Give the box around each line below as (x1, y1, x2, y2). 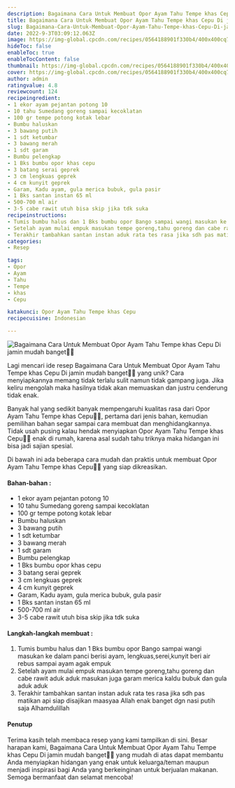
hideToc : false (7, 43, 52, 50)
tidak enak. (7, 391, 40, 399)
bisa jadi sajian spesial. (7, 442, 73, 450)
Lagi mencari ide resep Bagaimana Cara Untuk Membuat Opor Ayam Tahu (7, 361, 220, 369)
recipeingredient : (7, 95, 61, 102)
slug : (7, 23, 23, 30)
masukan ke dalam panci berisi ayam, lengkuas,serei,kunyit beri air (17, 652, 211, 661)
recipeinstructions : (7, 212, 68, 219)
